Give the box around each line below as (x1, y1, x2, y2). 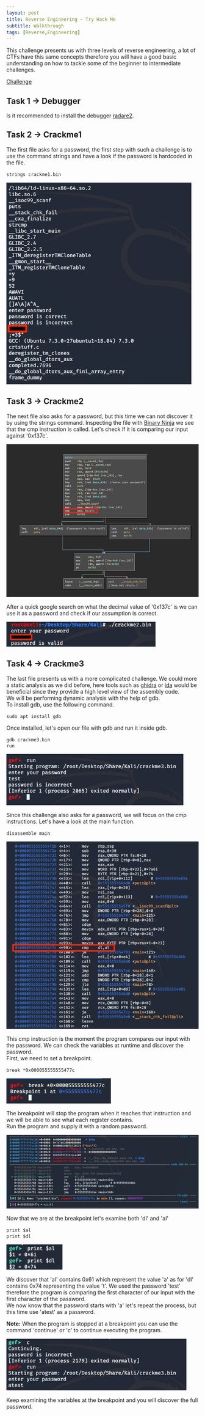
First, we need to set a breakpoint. (6, 1054, 93, 1062)
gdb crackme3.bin (6, 736, 51, 743)
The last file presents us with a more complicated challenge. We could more (6, 675, 197, 682)
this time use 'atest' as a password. (6, 1308, 96, 1316)
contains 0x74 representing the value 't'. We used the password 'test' (6, 1282, 181, 1289)
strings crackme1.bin (6, 171, 62, 177)
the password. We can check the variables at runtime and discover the (6, 1041, 184, 1049)
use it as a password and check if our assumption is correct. (6, 609, 158, 617)
